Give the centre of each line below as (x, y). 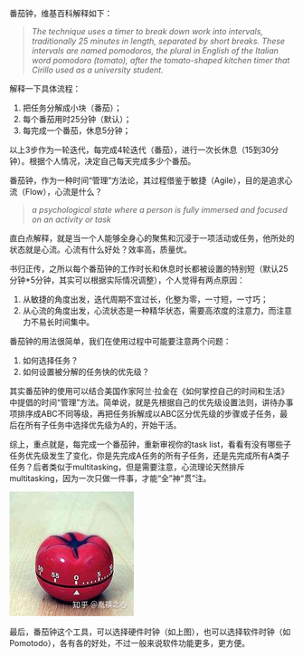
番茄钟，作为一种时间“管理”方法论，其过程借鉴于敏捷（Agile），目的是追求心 (151, 180)
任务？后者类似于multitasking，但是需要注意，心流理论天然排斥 (127, 467)
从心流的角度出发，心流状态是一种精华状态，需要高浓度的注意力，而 (149, 310)
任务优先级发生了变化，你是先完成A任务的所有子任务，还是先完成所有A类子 (150, 455)
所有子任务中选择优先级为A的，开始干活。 (103, 425)
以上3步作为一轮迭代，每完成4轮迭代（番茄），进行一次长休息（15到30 (140, 150)
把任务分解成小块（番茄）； (72, 108)
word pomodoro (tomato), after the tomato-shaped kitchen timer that (161, 60)
